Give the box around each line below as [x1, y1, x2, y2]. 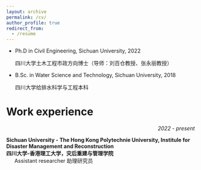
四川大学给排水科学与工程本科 [14, 84, 89, 91]
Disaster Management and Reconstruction [6, 143, 114, 150]
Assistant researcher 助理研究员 [14, 157, 93, 165]
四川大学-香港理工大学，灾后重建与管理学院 [6, 150, 114, 157]
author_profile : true [6, 20, 60, 26]
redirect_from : [6, 25, 44, 32]
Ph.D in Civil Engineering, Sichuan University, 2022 [14, 47, 141, 54]
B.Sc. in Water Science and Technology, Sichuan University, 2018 [14, 72, 176, 79]
